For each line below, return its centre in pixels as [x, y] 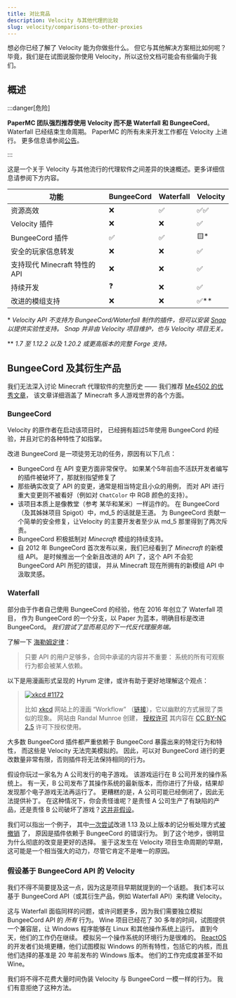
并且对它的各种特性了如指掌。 [63, 439]
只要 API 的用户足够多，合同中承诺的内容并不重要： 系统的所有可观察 [124, 657]
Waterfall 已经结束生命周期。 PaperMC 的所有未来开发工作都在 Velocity [111, 132]
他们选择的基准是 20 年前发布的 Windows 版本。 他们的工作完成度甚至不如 [115, 955]
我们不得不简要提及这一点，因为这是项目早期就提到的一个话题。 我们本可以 [116, 887]
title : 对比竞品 [29, 14]
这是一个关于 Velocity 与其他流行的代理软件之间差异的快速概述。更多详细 [113, 169]
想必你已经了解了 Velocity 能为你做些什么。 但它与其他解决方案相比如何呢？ [117, 48]
